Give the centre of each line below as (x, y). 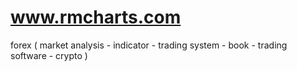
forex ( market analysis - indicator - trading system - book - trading (149, 45)
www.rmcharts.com (96, 17)
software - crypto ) (49, 55)
